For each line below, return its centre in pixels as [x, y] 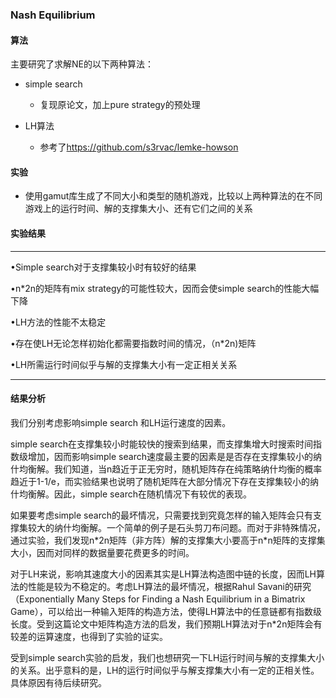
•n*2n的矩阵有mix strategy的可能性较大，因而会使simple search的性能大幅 [165, 288]
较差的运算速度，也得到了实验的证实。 [89, 636]
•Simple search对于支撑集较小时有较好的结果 [103, 267]
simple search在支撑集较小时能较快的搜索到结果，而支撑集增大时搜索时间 [161, 444]
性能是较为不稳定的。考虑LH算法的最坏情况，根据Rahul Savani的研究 [169, 586]
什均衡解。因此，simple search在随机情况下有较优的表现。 [131, 494]
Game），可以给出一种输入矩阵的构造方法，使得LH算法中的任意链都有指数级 [166, 611]
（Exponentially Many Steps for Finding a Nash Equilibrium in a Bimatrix [158, 599]
